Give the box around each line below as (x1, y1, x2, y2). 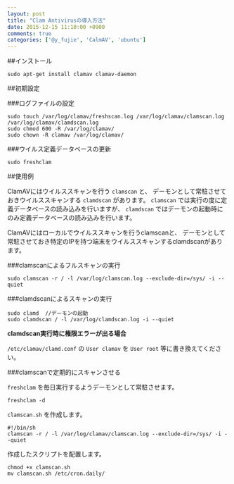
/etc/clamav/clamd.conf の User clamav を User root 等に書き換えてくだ (7, 345, 216, 353)
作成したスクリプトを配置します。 (7, 450, 105, 459)
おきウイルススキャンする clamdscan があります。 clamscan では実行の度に (7, 196, 221, 204)
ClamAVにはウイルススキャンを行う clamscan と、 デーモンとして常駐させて (7, 187, 227, 196)
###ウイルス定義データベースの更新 (7, 145, 111, 154)
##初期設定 (7, 84, 40, 92)
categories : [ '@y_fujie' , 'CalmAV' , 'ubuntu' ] (7, 37, 146, 44)
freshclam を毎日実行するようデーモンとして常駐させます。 (7, 383, 178, 392)
